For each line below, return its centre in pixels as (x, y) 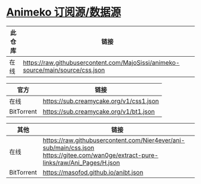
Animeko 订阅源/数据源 (64, 12)
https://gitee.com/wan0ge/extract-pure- (100, 155)
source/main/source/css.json (64, 70)
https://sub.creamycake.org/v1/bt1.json (99, 111)
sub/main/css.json (68, 148)
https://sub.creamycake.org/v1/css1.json (101, 101)
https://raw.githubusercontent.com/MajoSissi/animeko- (101, 62)
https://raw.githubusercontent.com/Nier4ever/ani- (114, 140)
